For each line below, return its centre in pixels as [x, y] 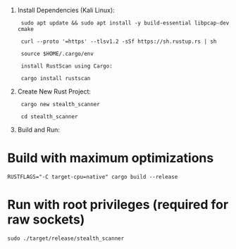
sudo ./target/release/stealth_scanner [66, 238]
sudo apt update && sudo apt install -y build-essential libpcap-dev [125, 23]
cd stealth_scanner [49, 117]
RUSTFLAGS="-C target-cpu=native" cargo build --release [93, 177]
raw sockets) [46, 220]
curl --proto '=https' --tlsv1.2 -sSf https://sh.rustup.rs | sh [119, 41]
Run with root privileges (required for [118, 205]
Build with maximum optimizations [111, 158]
